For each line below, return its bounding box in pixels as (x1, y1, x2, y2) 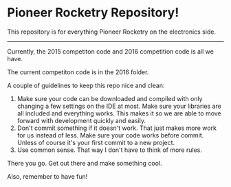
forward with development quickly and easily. (16, 116, 146, 124)
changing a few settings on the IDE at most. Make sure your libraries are (16, 102, 221, 110)
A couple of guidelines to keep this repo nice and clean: (7, 81, 165, 89)
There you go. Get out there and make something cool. (7, 159, 162, 167)
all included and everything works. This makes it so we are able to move (16, 109, 221, 118)
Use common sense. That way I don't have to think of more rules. (16, 146, 203, 154)
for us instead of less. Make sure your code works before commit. (16, 131, 204, 139)
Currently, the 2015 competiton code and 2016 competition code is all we (7, 47, 214, 56)
